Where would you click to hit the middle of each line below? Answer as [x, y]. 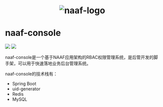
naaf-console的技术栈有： [31, 74]
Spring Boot [24, 84]
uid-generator [26, 89]
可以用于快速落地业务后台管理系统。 [54, 63]
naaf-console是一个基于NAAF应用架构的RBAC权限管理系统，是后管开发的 [80, 57]
